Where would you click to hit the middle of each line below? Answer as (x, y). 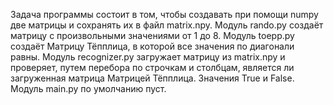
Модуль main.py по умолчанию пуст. (88, 88)
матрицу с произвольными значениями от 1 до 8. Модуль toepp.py (152, 35)
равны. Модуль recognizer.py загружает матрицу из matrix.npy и (148, 57)
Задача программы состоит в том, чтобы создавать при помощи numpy (164, 14)
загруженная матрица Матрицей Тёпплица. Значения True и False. (152, 78)
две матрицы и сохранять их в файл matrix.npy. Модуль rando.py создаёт (167, 25)
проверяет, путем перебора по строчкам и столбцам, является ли (152, 67)
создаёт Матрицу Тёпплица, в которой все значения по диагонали (152, 46)
